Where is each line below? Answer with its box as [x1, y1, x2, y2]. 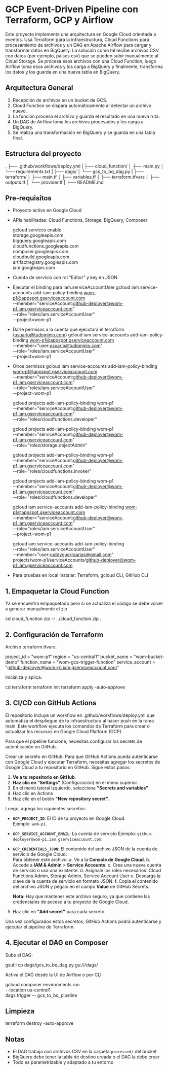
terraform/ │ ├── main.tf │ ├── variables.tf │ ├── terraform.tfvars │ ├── [5, 174, 159, 180]
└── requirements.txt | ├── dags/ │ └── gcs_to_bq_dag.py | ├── [5, 168, 144, 175]
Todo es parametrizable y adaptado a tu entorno [12, 1059, 114, 1065]
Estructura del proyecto [5, 150, 82, 158]
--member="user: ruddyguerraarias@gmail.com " [12, 551, 114, 558]
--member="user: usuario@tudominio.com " [12, 342, 103, 349]
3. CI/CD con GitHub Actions [5, 699, 97, 707]
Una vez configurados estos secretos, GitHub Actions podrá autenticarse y [5, 918, 162, 924]
